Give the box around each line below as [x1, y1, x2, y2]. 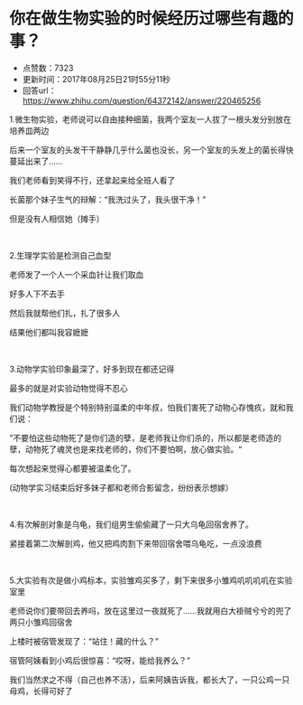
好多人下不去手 [9, 288, 65, 299]
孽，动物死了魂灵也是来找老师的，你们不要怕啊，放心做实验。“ [9, 444, 243, 455]
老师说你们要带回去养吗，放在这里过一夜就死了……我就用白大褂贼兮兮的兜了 [9, 605, 292, 616]
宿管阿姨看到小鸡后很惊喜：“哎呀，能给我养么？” [9, 654, 191, 665]
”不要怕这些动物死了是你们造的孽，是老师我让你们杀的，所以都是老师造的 [9, 432, 282, 443]
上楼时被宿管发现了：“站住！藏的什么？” [9, 635, 160, 646]
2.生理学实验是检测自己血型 [9, 249, 112, 260]
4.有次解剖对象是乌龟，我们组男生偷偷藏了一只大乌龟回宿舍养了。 [9, 519, 254, 530]
